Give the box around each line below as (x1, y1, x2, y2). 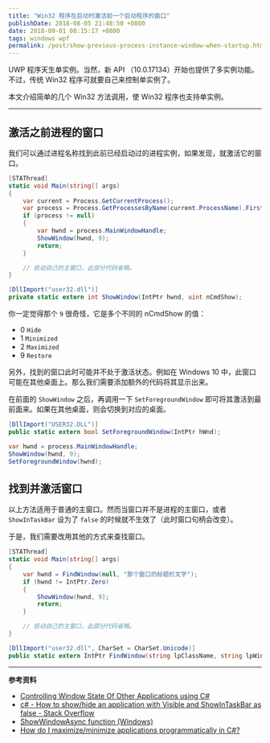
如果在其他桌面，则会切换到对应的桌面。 (35, 404, 170, 415)
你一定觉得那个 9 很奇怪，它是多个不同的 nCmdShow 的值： (8, 309, 207, 319)
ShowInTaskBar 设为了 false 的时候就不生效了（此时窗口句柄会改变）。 (8, 514, 238, 524)
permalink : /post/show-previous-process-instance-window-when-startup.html (8, 42, 268, 50)
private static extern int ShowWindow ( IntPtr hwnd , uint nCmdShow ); (8, 293, 243, 302)
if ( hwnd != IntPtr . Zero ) (22, 577, 110, 586)
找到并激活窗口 (8, 481, 83, 495)
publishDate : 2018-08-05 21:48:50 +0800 (8, 19, 146, 27)
